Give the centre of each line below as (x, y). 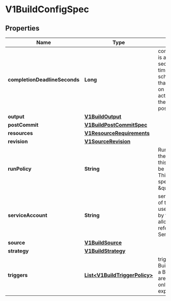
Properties (22, 28)
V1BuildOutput (103, 117)
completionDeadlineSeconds (44, 80)
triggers (18, 275)
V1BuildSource (103, 243)
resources (20, 133)
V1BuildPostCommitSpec (116, 125)
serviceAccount (27, 215)
